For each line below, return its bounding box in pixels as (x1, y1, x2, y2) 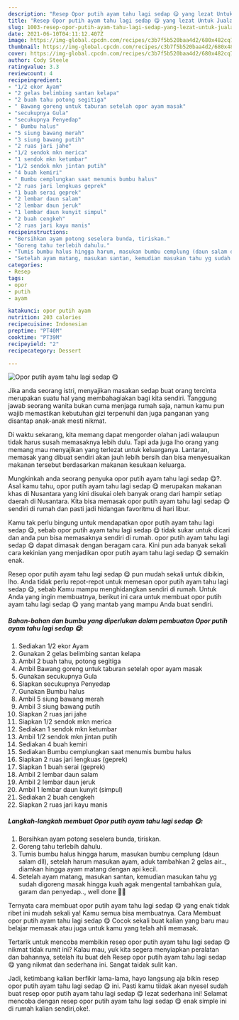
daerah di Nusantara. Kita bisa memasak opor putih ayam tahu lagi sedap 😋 (8, 497, 230, 505)
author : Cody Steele (8, 57, 70, 64)
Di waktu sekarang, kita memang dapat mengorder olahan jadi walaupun (8, 431, 220, 439)
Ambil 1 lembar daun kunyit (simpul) (18, 785, 123, 794)
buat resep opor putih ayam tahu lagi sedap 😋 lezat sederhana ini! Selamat (8, 989, 228, 998)
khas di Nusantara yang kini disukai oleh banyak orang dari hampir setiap (8, 490, 222, 498)
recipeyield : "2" (8, 340, 60, 348)
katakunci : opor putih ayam (8, 307, 91, 315)
